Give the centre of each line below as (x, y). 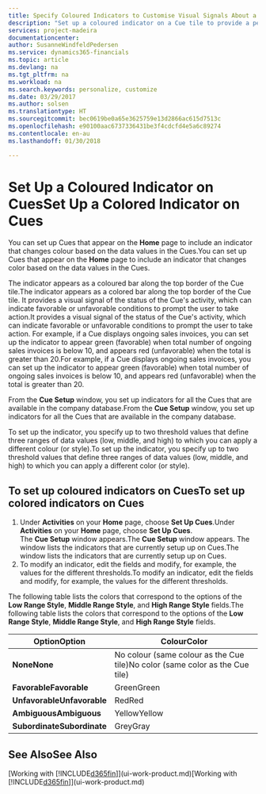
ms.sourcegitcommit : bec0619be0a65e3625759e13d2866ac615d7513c (115, 119)
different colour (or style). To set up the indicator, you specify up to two (123, 449)
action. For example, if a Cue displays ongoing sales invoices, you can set (129, 334)
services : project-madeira (53, 30)
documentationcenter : (44, 38)
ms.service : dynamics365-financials (68, 52)
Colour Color (184, 642)
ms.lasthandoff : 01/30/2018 (55, 141)
